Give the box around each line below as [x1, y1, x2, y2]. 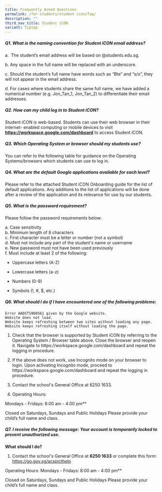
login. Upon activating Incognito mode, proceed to [12, 362, 113, 368]
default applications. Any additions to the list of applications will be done [5, 187, 149, 192]
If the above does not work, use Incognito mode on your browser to [12, 357, 147, 363]
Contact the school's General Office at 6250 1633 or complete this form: [12, 453, 157, 459]
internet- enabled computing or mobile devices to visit [5, 125, 113, 130]
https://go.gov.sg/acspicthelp [12, 458, 71, 464]
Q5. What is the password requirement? [5, 203, 87, 208]
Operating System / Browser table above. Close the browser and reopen [12, 337, 156, 343]
